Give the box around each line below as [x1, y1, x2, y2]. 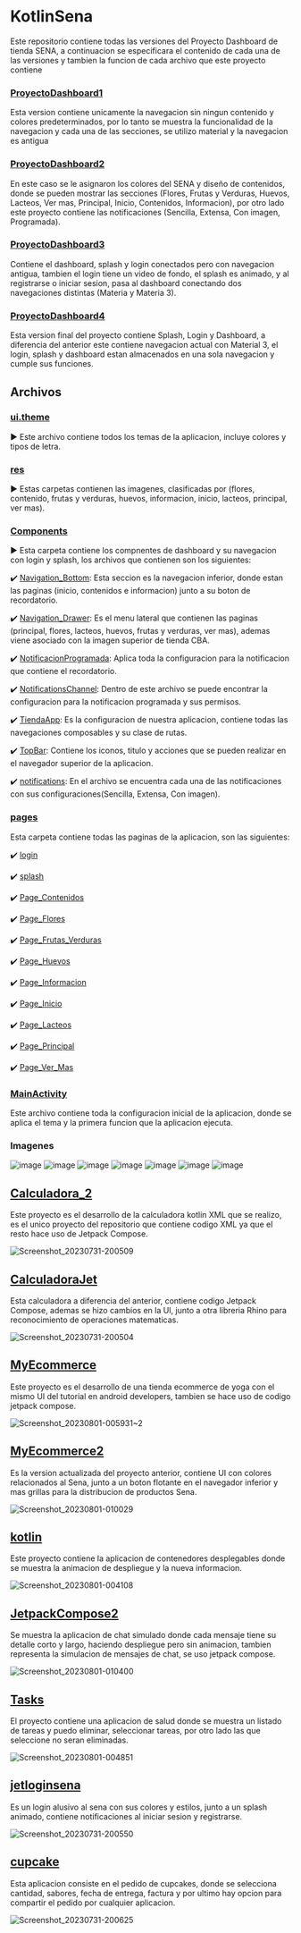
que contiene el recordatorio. [10, 666, 117, 677]
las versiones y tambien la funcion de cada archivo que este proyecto [10, 55, 266, 65]
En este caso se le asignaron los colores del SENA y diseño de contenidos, [10, 178, 285, 189]
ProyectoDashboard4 [10, 309, 105, 322]
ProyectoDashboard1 [10, 87, 104, 99]
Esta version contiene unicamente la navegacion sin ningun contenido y [10, 107, 275, 118]
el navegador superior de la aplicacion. [10, 758, 154, 769]
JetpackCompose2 [10, 1606, 119, 1621]
